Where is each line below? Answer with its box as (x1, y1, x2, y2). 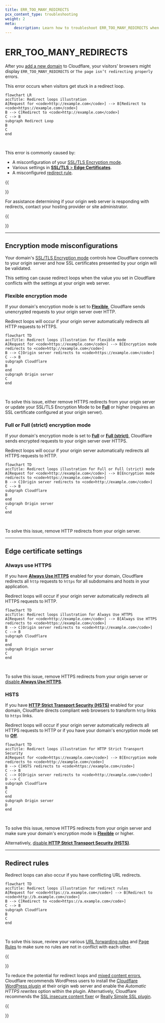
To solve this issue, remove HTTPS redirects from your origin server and (5, 825, 151, 831)
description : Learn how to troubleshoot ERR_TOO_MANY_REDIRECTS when (14, 26, 160, 31)
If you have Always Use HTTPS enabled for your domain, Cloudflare (5, 573, 143, 579)
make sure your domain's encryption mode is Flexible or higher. (5, 831, 135, 837)
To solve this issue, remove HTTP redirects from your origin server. (5, 528, 141, 534)
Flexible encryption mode (5, 292, 67, 299)
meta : (5, 21, 16, 26)
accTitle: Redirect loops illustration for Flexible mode (5, 337, 126, 343)
